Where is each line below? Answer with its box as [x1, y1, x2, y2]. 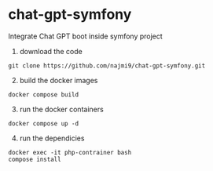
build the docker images [19, 75, 98, 85]
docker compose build [8, 90, 79, 99]
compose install [8, 155, 61, 163]
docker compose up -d [8, 119, 79, 127]
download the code [19, 46, 83, 56]
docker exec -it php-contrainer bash [8, 148, 132, 156]
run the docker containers [19, 104, 104, 114]
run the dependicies [19, 133, 85, 143]
